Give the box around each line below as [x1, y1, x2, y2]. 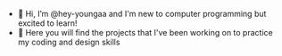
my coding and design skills [17, 36, 120, 47]
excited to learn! [17, 18, 78, 28]
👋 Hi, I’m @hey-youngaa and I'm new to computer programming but [17, 9, 267, 19]
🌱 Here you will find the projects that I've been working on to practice [17, 28, 274, 37]
